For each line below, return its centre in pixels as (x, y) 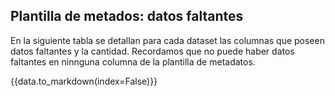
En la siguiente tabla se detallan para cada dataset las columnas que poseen (167, 40)
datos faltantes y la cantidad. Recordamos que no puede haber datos (152, 51)
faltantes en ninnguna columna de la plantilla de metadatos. (133, 61)
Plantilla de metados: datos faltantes (127, 16)
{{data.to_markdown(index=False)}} (84, 81)
